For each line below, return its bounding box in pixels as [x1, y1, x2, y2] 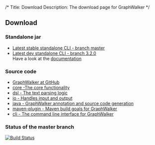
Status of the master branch [5, 123, 75, 130]
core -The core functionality [12, 84, 70, 90]
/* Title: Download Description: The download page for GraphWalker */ [5, 4, 150, 10]
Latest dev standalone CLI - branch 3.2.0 [12, 50, 96, 56]
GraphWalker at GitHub [12, 79, 60, 85]
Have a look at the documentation [12, 55, 82, 61]
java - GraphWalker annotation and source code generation [12, 100, 134, 106]
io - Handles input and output [12, 95, 73, 101]
